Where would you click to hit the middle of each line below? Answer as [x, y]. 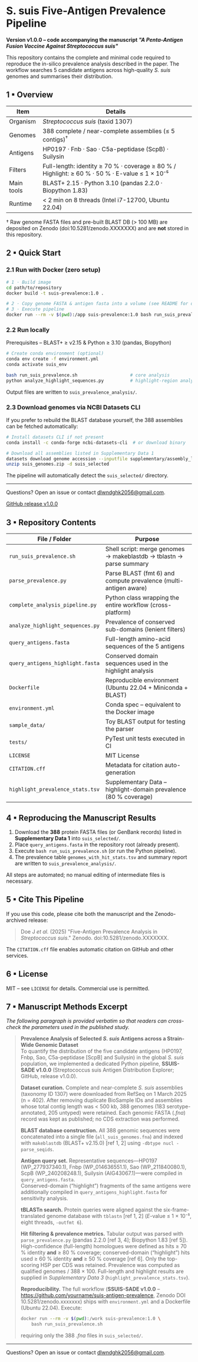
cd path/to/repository [34, 287]
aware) [137, 588]
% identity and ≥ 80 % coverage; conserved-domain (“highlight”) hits [105, 1253]
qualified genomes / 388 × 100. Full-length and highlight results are [102, 1271]
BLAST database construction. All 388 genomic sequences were [100, 1131]
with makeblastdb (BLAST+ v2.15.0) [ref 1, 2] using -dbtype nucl [97, 1143]
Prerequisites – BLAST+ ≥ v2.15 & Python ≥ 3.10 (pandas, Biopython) [89, 343]
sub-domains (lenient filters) [145, 630]
